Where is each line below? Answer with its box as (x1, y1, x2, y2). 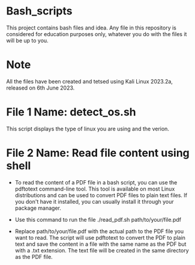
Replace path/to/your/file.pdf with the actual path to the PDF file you (14, 227, 184, 235)
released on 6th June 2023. (6, 84, 75, 91)
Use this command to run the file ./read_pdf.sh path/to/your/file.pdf (14, 216, 182, 223)
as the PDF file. (14, 253, 53, 260)
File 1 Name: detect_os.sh (6, 105, 136, 119)
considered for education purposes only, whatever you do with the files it (6, 30, 187, 37)
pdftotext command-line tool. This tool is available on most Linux (14, 185, 175, 192)
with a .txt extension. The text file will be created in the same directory (14, 246, 189, 254)
